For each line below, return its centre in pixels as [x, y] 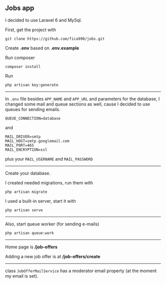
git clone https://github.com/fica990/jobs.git [55, 39]
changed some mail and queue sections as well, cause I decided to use [78, 104]
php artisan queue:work [30, 233]
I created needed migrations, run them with [49, 182]
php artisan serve [24, 210]
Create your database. [28, 173]
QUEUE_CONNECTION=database [33, 118]
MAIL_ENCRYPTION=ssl [26, 150]
